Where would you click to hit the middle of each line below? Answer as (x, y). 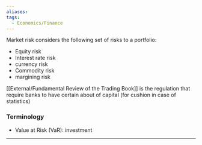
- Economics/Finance (37, 23)
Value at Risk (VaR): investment (54, 130)
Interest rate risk (35, 58)
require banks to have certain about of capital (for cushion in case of (91, 95)
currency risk (31, 64)
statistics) (18, 101)
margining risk (33, 77)
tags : (13, 17)
